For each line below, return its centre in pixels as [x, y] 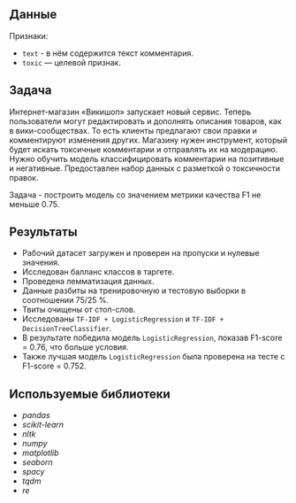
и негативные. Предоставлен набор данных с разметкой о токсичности [145, 168]
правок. [24, 177]
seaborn [37, 462]
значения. [41, 263]
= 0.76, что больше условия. [76, 347]
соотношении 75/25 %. [65, 300]
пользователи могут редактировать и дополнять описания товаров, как [145, 121]
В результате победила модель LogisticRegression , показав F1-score [152, 338]
